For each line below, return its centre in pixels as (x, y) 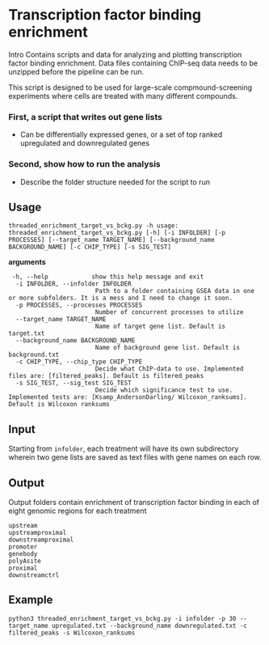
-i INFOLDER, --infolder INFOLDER (74, 284)
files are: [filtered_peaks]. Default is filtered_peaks (106, 376)
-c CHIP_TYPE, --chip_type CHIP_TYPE (79, 362)
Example (31, 600)
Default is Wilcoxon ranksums (59, 405)
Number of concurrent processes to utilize (169, 312)
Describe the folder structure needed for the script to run (115, 182)
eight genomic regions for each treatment (78, 511)
